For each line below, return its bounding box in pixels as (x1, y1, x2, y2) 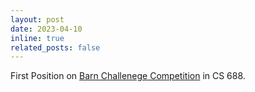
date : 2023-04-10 (10, 24, 83, 34)
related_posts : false (10, 42, 101, 53)
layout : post (10, 14, 65, 25)
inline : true (10, 33, 65, 43)
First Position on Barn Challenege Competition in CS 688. (10, 70, 246, 82)
